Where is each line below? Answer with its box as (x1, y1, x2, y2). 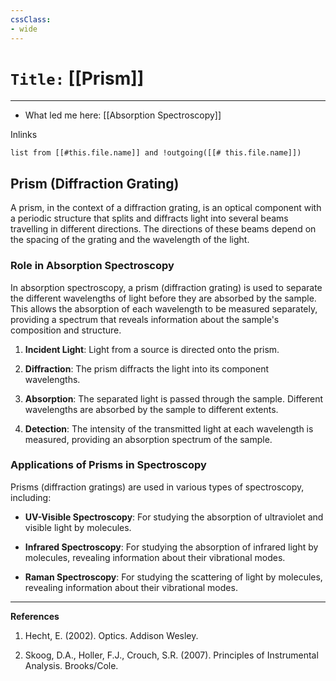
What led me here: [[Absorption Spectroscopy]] (24, 109, 222, 121)
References (10, 610, 60, 622)
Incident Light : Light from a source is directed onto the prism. (24, 343, 280, 355)
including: (10, 491, 52, 503)
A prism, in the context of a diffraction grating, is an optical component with (10, 202, 322, 214)
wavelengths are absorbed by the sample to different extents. (24, 403, 279, 415)
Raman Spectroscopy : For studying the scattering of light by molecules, (24, 571, 323, 583)
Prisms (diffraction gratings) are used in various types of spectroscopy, (10, 481, 305, 493)
